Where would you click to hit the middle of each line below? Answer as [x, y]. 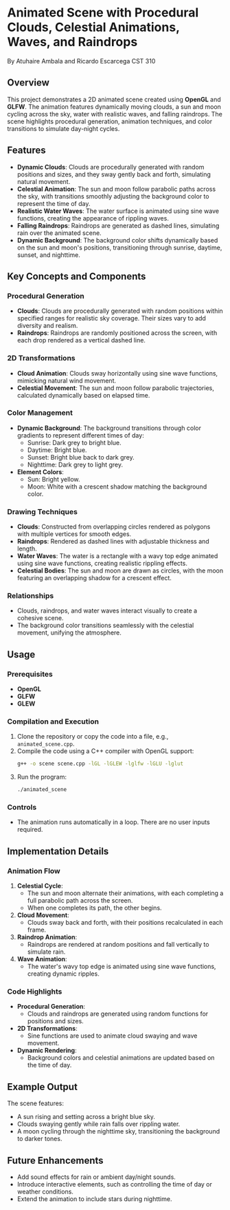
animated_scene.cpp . [46, 744]
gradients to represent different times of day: [80, 435]
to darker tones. [39, 1139]
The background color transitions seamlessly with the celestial [105, 626]
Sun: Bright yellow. [54, 479]
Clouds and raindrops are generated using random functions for [118, 1014]
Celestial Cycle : [40, 886]
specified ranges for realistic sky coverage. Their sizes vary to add [111, 318]
